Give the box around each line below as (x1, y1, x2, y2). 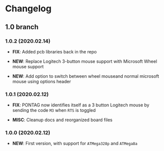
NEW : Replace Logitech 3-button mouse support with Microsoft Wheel (12, 58, 158, 64)
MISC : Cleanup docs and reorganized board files (12, 117, 113, 123)
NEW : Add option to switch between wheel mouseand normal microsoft (12, 73, 160, 79)
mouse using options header (12, 78, 71, 84)
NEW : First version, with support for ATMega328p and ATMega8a (12, 141, 138, 147)
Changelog (5, 3, 52, 14)
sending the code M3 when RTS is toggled (12, 107, 96, 113)
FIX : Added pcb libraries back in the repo (12, 49, 97, 54)
